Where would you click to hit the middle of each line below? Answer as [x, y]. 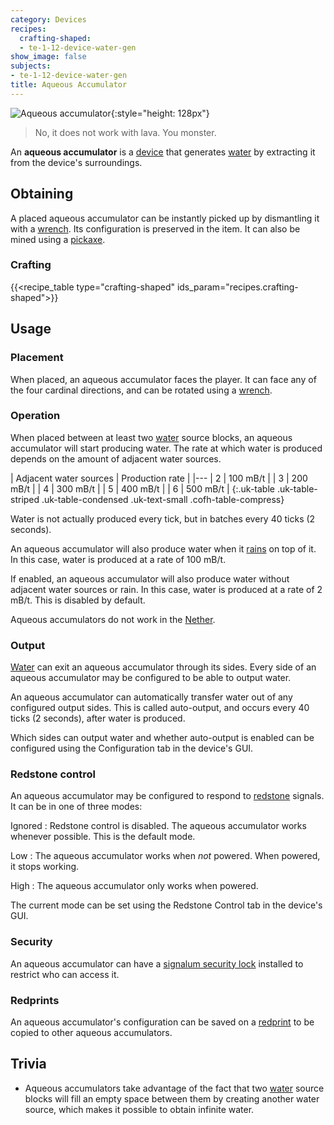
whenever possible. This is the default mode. [103, 837]
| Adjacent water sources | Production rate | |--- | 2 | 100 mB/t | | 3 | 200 [159, 478]
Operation [35, 416]
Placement [37, 358]
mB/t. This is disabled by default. [78, 600]
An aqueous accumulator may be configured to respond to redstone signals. [167, 796]
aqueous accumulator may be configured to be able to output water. [151, 678]
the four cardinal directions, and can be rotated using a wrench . [141, 390]
